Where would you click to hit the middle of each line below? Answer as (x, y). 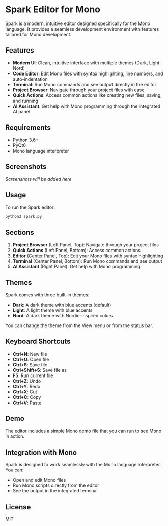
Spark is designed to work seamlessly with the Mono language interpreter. (83, 465)
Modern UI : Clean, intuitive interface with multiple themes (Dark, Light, (87, 63)
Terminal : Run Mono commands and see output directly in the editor (85, 84)
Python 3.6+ (26, 140)
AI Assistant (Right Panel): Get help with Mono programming (77, 266)
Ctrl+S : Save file (30, 365)
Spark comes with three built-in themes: (47, 295)
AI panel (21, 111)
